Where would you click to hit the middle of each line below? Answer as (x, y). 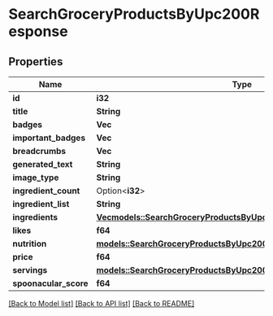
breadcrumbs (39, 151)
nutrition (30, 244)
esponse (38, 31)
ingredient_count (46, 191)
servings (30, 270)
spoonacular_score (50, 283)
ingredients (35, 217)
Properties (36, 61)
